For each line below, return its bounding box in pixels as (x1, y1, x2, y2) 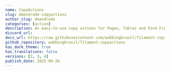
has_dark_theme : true (5, 44, 51, 49)
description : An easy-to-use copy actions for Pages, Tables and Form (5, 26, 157, 31)
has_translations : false (5, 49, 58, 54)
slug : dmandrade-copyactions (5, 12, 67, 17)
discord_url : (5, 30, 33, 35)
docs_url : (5, 35, 26, 40)
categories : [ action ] (5, 21, 51, 26)
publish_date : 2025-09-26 (5, 58, 60, 63)
